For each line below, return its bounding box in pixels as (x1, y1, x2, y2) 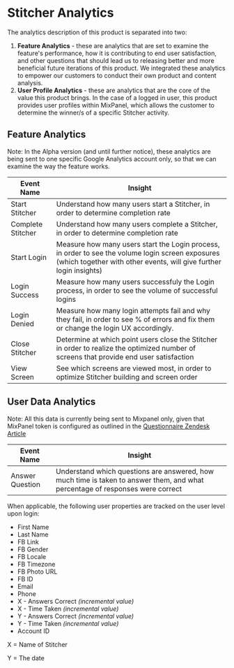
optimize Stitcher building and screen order (56, 372, 198, 382)
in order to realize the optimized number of (56, 343, 196, 353)
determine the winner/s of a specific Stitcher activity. (17, 108, 169, 117)
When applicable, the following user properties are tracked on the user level (7, 502, 225, 510)
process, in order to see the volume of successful (56, 285, 218, 295)
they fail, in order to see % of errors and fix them (56, 314, 215, 324)
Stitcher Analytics (7, 5, 114, 21)
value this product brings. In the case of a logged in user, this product (17, 93, 217, 102)
